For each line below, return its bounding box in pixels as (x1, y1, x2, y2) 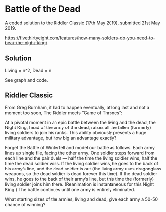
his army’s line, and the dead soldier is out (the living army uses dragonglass (5, 166, 162, 171)
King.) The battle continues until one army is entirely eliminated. (5, 186, 135, 192)
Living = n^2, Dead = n (5, 67, 52, 73)
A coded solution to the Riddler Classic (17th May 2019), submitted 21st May (5, 20, 160, 26)
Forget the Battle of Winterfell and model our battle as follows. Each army (5, 144, 155, 150)
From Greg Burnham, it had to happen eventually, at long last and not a (5, 104, 150, 110)
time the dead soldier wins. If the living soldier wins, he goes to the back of (5, 160, 159, 166)
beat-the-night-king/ (5, 40, 48, 45)
